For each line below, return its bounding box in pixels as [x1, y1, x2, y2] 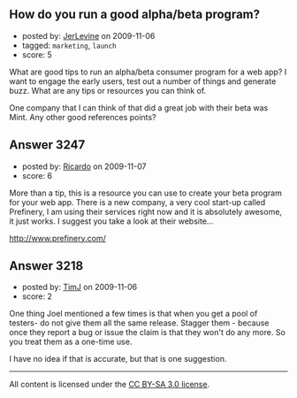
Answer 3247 [9, 137, 86, 153]
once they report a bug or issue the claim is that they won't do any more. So [9, 327, 286, 338]
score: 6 [21, 170, 53, 180]
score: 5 [21, 49, 53, 60]
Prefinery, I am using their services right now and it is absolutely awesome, [9, 206, 283, 217]
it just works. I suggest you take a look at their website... [9, 216, 214, 226]
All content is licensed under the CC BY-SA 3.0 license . [9, 379, 210, 390]
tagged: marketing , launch [21, 40, 117, 50]
